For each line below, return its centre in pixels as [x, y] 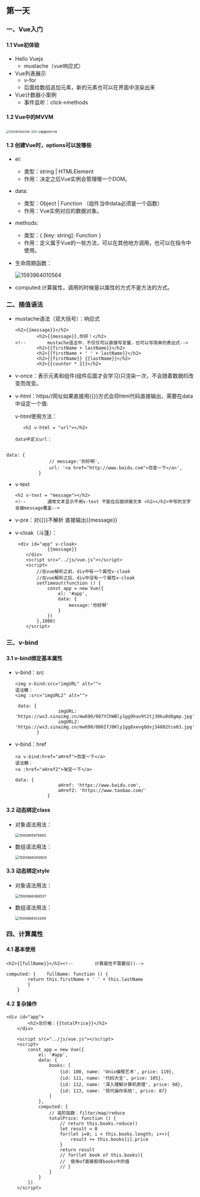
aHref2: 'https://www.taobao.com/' [102, 791]
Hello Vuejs [29, 58]
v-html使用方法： [36, 416]
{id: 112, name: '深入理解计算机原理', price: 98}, [122, 1085]
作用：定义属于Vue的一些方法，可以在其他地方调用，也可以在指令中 [107, 243]
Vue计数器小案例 [36, 94]
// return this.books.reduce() [99, 1124]
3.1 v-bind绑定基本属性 [34, 658]
